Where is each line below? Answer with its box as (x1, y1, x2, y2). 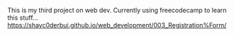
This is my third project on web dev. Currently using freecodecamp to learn (7, 6, 227, 14)
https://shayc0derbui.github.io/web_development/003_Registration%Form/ (7, 21, 227, 29)
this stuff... (7, 13, 38, 22)
